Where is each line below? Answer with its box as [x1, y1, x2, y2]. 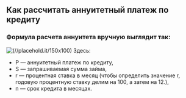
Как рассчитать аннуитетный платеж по [6, 5, 169, 15]
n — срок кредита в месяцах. [15, 85, 93, 92]
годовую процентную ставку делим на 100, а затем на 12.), [15, 78, 169, 85]
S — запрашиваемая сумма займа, [15, 65, 107, 72]
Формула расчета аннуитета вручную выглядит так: [6, 33, 171, 42]
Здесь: [73, 47, 91, 54]
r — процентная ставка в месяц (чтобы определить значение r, [15, 72, 181, 79]
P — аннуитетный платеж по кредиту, [15, 58, 114, 66]
